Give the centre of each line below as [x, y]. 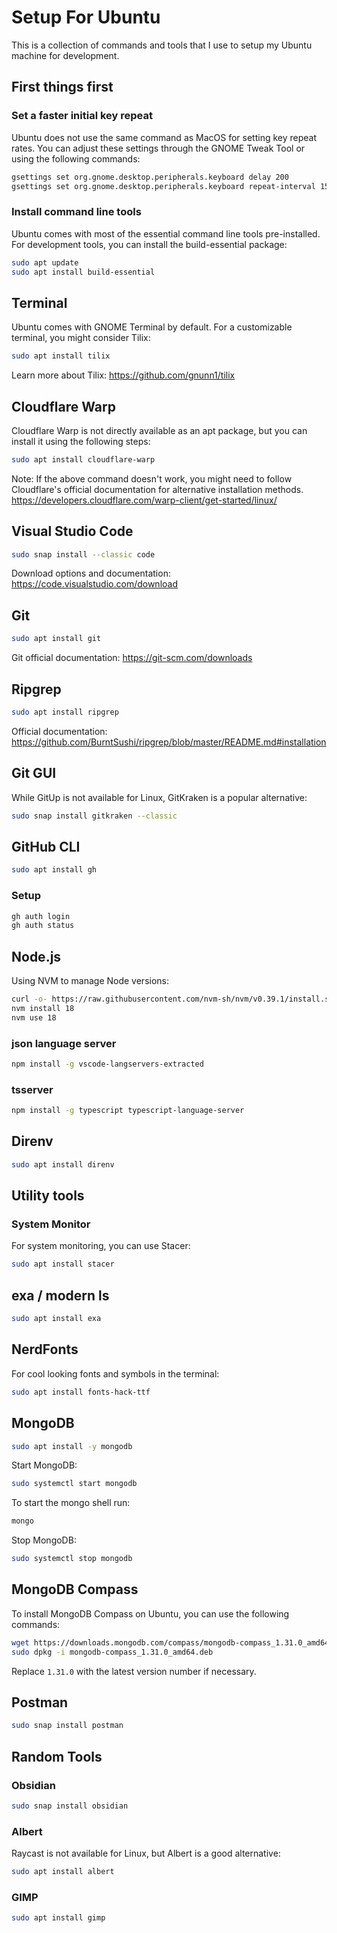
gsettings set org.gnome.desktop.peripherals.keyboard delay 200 [150, 177]
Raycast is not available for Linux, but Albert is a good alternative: [146, 1853]
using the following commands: [76, 158]
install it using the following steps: [81, 441]
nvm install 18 [43, 1008]
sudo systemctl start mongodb [74, 1484]
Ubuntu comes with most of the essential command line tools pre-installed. [166, 233]
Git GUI [34, 773]
